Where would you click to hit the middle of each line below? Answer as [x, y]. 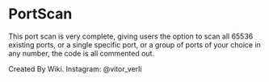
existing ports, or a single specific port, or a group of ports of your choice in [134, 44]
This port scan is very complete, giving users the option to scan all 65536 [131, 36]
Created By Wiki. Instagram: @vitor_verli [75, 68]
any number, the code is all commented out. [82, 53]
